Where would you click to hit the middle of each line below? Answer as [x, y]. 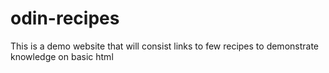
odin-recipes [65, 18]
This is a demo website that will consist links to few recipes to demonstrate [165, 46]
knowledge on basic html [62, 56]
